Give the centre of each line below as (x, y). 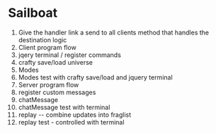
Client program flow (47, 47)
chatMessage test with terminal (64, 107)
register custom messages (57, 92)
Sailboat (33, 13)
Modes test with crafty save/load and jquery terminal (95, 77)
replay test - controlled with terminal (71, 122)
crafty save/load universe (55, 62)
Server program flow (49, 84)
